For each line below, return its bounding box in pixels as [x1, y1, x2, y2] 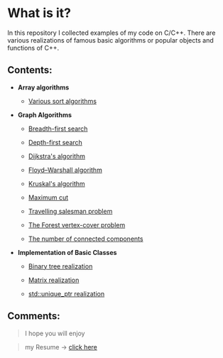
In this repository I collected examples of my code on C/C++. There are [7, 28, 216, 37]
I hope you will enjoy [24, 329, 85, 337]
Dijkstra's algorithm [28, 151, 85, 161]
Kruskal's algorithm [28, 179, 85, 188]
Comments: [7, 310, 60, 322]
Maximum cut [28, 193, 69, 202]
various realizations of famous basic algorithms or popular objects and [7, 36, 214, 44]
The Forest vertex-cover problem [28, 220, 126, 229]
